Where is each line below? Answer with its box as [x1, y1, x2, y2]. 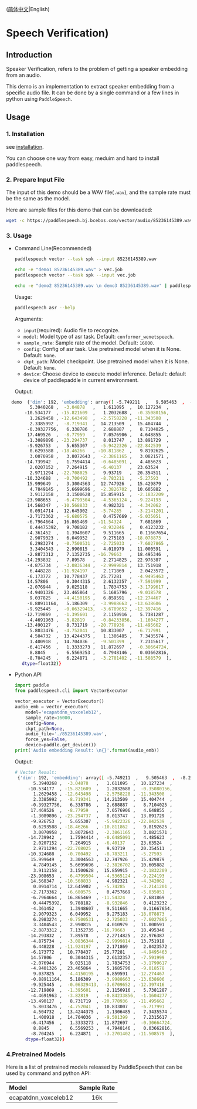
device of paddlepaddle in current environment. [23, 376, 139, 383]
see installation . [6, 143, 44, 150]
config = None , [25, 720, 57, 726]
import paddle [14, 683, 49, 688]
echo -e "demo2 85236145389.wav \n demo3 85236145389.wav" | [14, 282, 168, 289]
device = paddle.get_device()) [25, 742, 97, 748]
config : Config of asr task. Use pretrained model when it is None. [23, 345, 181, 352]
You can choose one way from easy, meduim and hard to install [6, 155, 159, 162]
